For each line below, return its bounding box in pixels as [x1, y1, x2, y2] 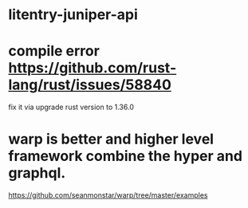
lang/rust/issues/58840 [8, 76, 171, 94]
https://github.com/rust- [8, 59, 177, 77]
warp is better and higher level [8, 130, 214, 148]
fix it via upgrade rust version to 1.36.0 [8, 102, 134, 112]
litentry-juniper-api [8, 6, 138, 24]
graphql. [8, 164, 66, 182]
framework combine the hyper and [8, 147, 243, 165]
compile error [8, 42, 100, 61]
